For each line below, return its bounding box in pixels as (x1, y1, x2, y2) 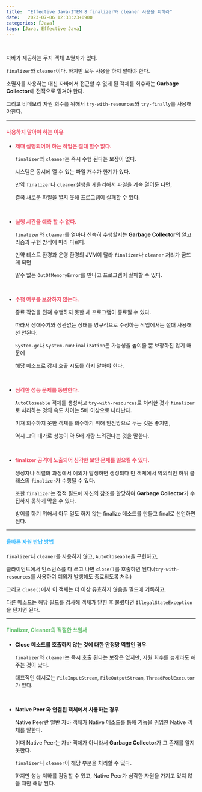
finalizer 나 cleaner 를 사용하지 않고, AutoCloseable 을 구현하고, (6, 552, 158, 559)
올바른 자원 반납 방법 (6, 538, 54, 546)
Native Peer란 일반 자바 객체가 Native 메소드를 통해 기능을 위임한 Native (14, 719, 186, 726)
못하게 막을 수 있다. (31, 497, 76, 505)
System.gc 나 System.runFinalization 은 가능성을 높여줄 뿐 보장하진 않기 (14, 342, 185, 349)
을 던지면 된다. (6, 606, 40, 613)
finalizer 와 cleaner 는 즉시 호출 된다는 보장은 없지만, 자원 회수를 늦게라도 (14, 653, 189, 661)
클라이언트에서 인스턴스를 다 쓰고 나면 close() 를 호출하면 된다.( (6, 565, 155, 573)
